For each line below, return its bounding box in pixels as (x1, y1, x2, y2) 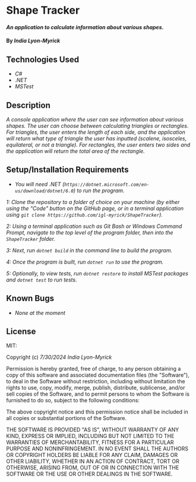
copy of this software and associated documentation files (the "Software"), (6, 371, 190, 378)
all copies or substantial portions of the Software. (6, 415, 127, 422)
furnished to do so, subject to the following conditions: (6, 397, 140, 404)
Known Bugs (6, 293, 55, 303)
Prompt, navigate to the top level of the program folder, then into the (6, 229, 173, 236)
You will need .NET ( (14, 180, 65, 187)
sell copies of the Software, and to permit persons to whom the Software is (6, 390, 190, 398)
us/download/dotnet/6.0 (14, 188, 74, 194)
